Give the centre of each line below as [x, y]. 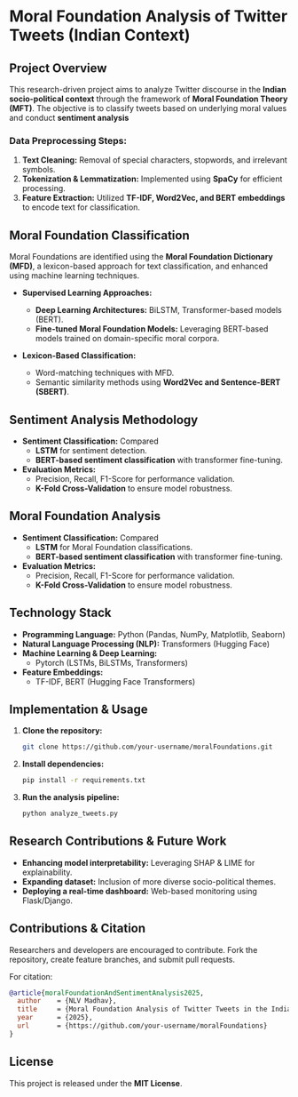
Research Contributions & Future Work [118, 841]
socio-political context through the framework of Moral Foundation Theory [149, 99]
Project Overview [58, 68]
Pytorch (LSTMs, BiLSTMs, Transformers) [111, 662]
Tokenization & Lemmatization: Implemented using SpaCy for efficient [152, 179]
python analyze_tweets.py [70, 814]
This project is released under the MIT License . [96, 1083]
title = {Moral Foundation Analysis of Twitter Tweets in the [142, 1009]
